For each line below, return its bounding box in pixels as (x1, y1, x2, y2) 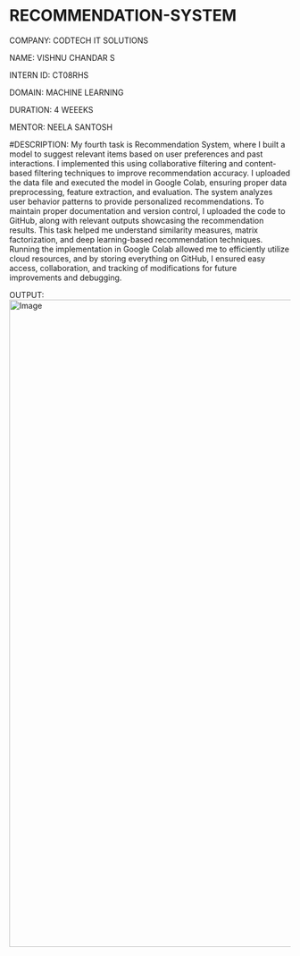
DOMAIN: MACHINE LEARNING (9, 87, 124, 98)
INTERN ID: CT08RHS (9, 69, 89, 81)
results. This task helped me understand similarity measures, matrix (9, 225, 259, 235)
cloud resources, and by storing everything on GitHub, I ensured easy (9, 252, 266, 264)
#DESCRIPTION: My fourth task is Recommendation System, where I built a (9, 139, 286, 149)
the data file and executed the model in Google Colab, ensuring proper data (9, 176, 287, 188)
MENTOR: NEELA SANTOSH (9, 122, 113, 132)
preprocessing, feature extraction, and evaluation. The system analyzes (9, 186, 273, 197)
